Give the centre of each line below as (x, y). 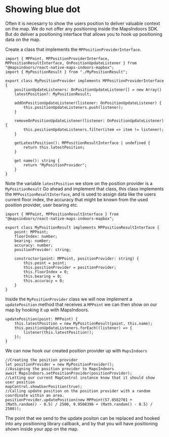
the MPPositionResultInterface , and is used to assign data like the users (80, 194)
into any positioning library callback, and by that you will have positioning (81, 423)
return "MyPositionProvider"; (55, 165)
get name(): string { (37, 161)
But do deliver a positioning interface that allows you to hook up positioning (84, 34)
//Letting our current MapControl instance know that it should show (80, 378)
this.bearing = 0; (43, 276)
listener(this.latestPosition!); (59, 332)
